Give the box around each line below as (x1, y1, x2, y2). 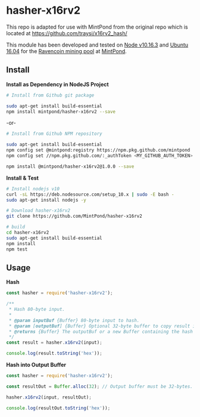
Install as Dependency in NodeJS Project (6, 81, 109, 88)
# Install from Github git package (6, 92, 95, 98)
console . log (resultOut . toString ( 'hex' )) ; (6, 405, 111, 411)
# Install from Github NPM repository (6, 131, 102, 137)
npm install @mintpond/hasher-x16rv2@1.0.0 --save (6, 163, 135, 169)
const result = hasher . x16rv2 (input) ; (6, 339, 102, 346)
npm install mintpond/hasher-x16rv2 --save (6, 109, 116, 115)
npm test (6, 246, 28, 252)
